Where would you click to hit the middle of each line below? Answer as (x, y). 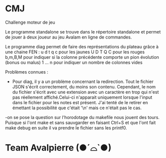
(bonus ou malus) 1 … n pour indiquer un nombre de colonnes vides (74, 62)
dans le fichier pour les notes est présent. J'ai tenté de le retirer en (80, 102)
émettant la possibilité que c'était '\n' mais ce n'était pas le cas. (77, 108)
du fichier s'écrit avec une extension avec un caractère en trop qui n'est (85, 92)
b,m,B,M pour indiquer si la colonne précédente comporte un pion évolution (82, 57)
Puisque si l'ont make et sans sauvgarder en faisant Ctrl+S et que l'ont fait (81, 122)
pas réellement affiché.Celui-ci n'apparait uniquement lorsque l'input (82, 97)
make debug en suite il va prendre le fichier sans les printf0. (66, 128)
